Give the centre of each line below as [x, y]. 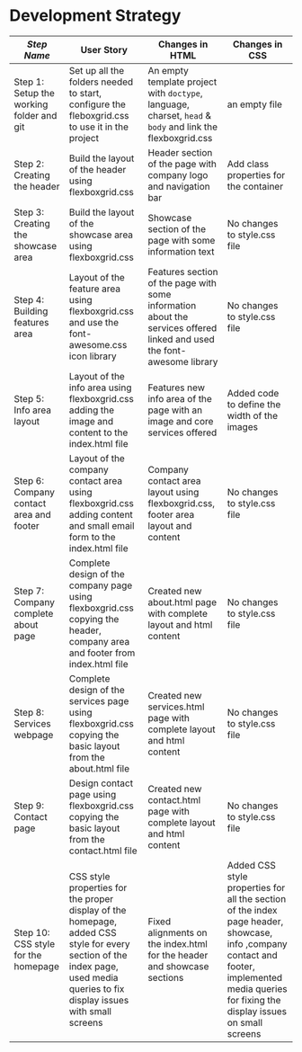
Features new [176, 388]
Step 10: [32, 932]
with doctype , [175, 93]
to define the [254, 404]
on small [245, 1022]
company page [101, 585]
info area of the [180, 398]
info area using [100, 388]
